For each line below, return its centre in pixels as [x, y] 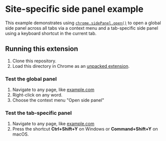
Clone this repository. [34, 61]
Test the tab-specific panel [39, 113]
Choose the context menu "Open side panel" [58, 100]
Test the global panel [31, 79]
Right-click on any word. [37, 95]
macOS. [20, 134]
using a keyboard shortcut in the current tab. [51, 33]
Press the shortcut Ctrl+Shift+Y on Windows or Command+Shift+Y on [85, 129]
